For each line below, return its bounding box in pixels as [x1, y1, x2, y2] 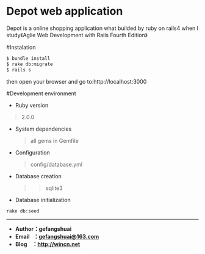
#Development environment [6, 90, 76, 97]
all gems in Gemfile [30, 137, 79, 144]
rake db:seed [6, 208, 40, 214]
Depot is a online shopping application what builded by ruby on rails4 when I [6, 24, 199, 32]
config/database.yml [30, 161, 83, 168]
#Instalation [6, 43, 36, 51]
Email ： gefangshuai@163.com [15, 233, 99, 241]
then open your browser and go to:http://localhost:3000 [6, 78, 147, 85]
